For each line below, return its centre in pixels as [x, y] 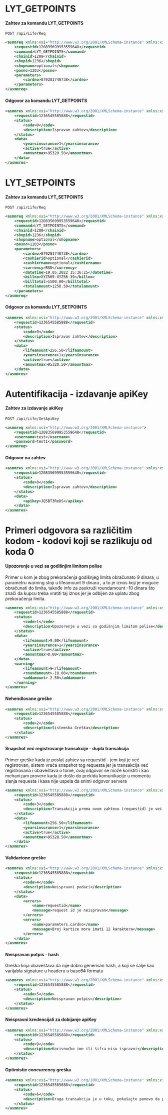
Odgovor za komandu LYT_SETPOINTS [46, 307]
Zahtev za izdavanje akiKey [34, 408]
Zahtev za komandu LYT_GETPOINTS [44, 23]
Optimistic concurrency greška [38, 1070]
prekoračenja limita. [25, 598]
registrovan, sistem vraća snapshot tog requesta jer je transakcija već [77, 765]
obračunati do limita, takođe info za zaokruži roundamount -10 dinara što [80, 588]
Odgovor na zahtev [25, 457]
